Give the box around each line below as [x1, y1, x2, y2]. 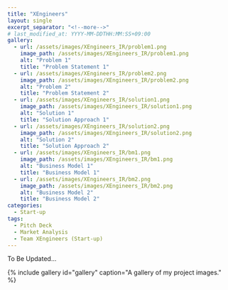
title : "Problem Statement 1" [20, 63, 110, 70]
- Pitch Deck [13, 222, 53, 229]
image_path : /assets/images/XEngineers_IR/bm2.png [20, 182, 173, 189]
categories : [7, 202, 43, 210]
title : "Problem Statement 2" [20, 90, 110, 97]
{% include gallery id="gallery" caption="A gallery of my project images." [7, 268, 222, 277]
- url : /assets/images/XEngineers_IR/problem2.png [13, 70, 167, 77]
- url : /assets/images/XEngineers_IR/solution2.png [13, 122, 170, 130]
